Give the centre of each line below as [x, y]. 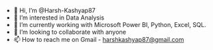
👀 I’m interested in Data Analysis [59, 18]
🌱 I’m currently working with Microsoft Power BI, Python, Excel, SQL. [110, 25]
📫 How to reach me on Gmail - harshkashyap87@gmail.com [99, 40]
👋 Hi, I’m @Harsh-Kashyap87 [54, 10]
